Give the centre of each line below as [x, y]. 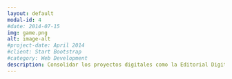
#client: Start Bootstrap [44, 52]
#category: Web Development [48, 58]
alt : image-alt [29, 39]
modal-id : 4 [24, 20]
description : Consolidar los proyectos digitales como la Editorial [108, 65]
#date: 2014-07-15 [33, 26]
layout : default [30, 13]
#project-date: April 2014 [46, 45]
